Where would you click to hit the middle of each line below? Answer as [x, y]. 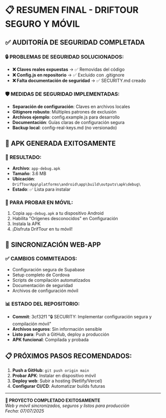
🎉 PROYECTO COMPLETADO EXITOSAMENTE [53, 400]
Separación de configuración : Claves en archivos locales [71, 107]
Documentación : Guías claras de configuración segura [68, 122]
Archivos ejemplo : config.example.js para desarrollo [66, 117]
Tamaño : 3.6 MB [29, 173]
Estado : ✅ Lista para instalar [41, 189]
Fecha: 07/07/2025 [25, 411]
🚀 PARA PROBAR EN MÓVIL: [39, 202]
